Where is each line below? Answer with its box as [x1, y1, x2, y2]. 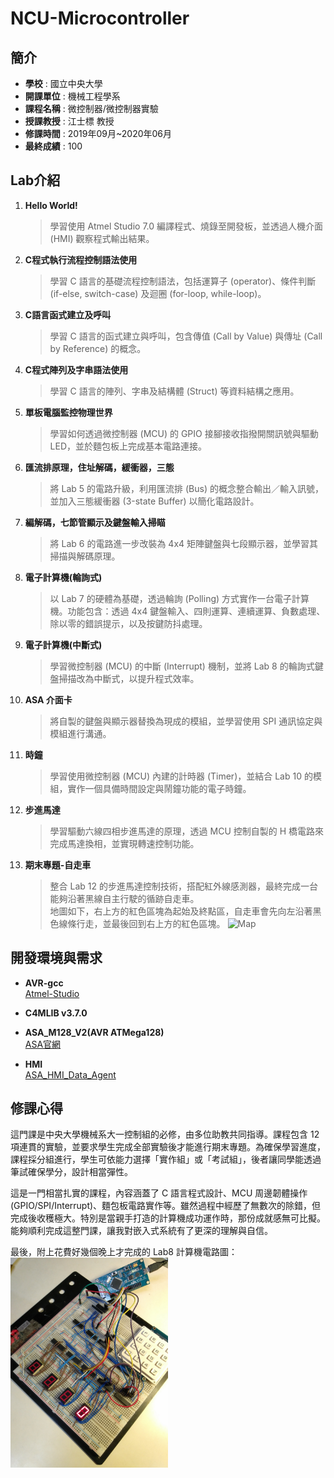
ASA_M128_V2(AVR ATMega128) [24, 1026, 165, 1038]
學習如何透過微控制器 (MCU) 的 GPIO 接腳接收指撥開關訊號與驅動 [49, 427, 319, 439]
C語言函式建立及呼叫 [24, 308, 112, 321]
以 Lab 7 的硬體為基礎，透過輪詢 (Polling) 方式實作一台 [49, 592, 275, 604]
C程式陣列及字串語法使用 [24, 363, 129, 376]
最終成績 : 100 [24, 140, 83, 152]
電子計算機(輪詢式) [24, 571, 103, 583]
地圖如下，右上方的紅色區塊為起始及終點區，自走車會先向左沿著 [49, 905, 313, 917]
